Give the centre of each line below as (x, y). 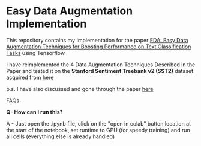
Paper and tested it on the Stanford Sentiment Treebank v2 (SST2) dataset (100, 71)
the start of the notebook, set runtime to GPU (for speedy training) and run (98, 130)
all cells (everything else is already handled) (61, 136)
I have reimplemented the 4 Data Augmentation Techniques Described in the (101, 65)
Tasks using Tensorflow (35, 53)
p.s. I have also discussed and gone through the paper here (80, 89)
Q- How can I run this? (34, 112)
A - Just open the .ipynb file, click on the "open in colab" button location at (98, 123)
